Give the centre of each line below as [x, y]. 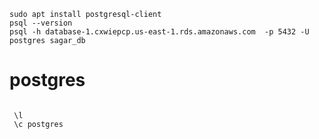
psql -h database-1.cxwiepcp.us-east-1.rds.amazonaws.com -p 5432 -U [159, 32]
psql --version [41, 23]
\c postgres [38, 124]
